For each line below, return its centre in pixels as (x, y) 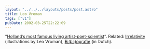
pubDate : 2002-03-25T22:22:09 (35, 23)
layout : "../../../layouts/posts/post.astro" (51, 9)
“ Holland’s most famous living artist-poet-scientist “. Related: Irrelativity (75, 37)
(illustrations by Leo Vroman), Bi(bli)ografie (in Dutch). (59, 42)
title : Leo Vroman (23, 14)
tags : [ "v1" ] (18, 18)
